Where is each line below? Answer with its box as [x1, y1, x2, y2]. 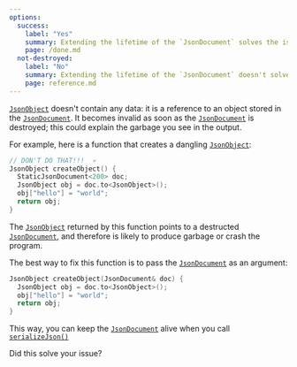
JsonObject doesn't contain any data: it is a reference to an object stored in [9, 103, 282, 113]
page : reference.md [25, 79, 97, 88]
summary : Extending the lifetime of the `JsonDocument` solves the [25, 37, 278, 47]
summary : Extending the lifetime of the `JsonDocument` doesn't [25, 71, 267, 80]
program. [9, 240, 43, 250]
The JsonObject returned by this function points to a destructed [9, 221, 240, 232]
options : [9, 12, 42, 22]
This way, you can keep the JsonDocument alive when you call [9, 324, 231, 334]
